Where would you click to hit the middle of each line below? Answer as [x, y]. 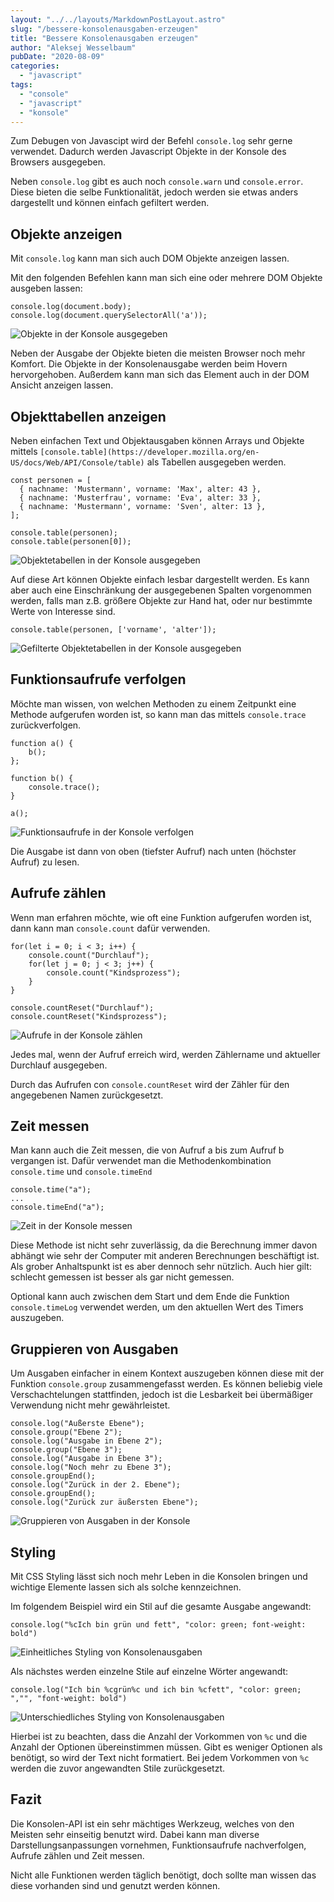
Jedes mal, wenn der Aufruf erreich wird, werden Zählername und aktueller [165, 1054]
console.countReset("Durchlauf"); [82, 1007]
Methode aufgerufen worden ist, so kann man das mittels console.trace [158, 714]
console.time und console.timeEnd [81, 1172]
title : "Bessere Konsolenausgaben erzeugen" [104, 38]
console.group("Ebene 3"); [66, 1450]
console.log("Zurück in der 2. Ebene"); [96, 1485]
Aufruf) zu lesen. [45, 862]
